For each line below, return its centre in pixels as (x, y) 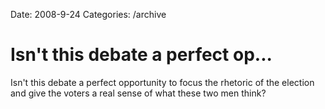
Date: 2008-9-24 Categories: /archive (88, 14)
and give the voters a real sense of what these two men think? (138, 93)
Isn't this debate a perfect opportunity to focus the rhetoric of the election (162, 82)
